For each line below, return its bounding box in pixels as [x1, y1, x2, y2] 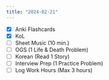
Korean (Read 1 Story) [15, 53, 70, 60]
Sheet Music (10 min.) [15, 39, 70, 46]
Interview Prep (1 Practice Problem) [15, 59, 104, 67]
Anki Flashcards [15, 25, 56, 33]
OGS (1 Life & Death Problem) [15, 46, 89, 53]
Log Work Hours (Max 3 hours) [15, 67, 93, 73]
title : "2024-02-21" [6, 8, 59, 15]
